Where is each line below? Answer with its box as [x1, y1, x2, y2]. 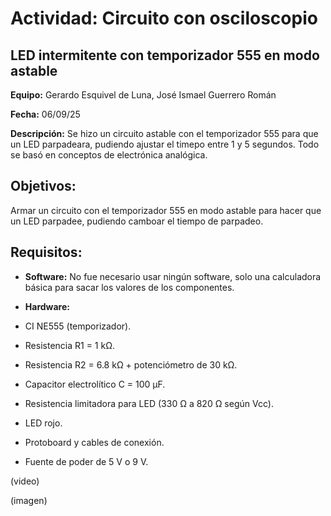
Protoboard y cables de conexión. [24, 436, 165, 448]
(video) [10, 475, 40, 487]
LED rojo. [24, 417, 63, 429]
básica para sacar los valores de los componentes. [24, 281, 235, 293]
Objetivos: [10, 178, 77, 195]
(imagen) [10, 494, 48, 506]
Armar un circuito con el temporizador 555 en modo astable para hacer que [10, 204, 322, 216]
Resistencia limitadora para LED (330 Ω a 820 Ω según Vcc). [24, 397, 274, 409]
